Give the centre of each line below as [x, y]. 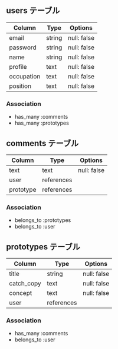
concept [21, 293]
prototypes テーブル [43, 247]
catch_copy [25, 284]
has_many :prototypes [42, 123]
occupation [25, 76]
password [23, 47]
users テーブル [33, 11]
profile [18, 66]
